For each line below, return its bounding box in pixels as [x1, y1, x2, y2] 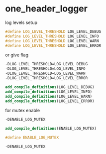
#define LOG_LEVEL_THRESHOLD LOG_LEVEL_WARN [5, 38, 99, 43]
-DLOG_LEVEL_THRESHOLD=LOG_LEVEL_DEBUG [5, 62, 88, 67]
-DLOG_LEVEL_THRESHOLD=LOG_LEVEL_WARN [5, 71, 86, 76]
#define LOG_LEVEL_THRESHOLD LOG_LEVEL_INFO [5, 33, 99, 39]
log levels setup [5, 19, 38, 25]
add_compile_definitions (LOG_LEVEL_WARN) [5, 94, 93, 99]
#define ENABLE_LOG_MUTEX [5, 135, 59, 140]
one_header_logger [5, 3, 88, 14]
